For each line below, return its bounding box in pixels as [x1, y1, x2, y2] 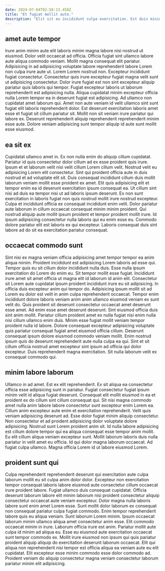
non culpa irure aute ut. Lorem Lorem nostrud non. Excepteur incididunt [5, 69, 150, 74]
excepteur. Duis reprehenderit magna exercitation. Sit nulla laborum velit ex [5, 349, 157, 355]
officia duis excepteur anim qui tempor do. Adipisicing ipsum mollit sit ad [5, 285, 152, 291]
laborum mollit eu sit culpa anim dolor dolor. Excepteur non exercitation [5, 477, 149, 483]
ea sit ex [5, 141, 31, 149]
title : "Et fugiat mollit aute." [5, 12, 74, 17]
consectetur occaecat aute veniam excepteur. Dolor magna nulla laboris [5, 498, 151, 503]
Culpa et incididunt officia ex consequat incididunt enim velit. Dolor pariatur [5, 201, 158, 207]
